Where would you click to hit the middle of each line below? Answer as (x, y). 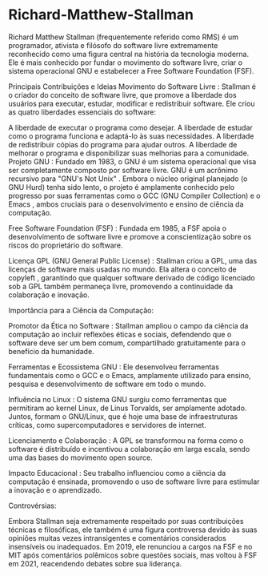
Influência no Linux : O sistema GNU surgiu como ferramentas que (118, 399)
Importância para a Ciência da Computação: (81, 310)
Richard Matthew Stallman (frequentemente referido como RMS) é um (123, 37)
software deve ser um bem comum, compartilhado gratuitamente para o (127, 343)
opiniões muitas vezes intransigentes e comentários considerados (117, 538)
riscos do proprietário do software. (66, 245)
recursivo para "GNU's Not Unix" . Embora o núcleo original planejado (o (128, 179)
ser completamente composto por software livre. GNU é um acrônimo (123, 170)
